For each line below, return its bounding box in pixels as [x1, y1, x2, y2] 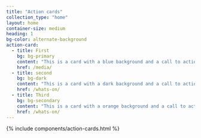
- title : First [11, 48, 50, 54]
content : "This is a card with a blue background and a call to [17, 59, 181, 65]
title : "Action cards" [6, 8, 63, 15]
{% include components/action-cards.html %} [6, 125, 120, 132]
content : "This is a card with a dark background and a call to [17, 81, 181, 87]
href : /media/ [17, 64, 52, 70]
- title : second [11, 70, 52, 76]
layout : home [6, 20, 39, 26]
